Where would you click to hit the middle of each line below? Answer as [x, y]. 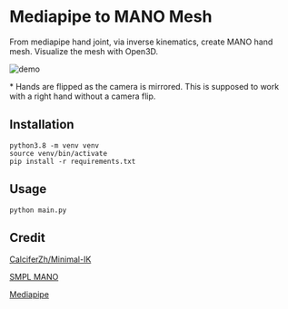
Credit [27, 237]
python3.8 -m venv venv [55, 145]
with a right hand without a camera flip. [83, 96]
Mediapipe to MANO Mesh [111, 17]
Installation [42, 125]
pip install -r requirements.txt [73, 161]
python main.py [38, 210]
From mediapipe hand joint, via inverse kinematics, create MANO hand [141, 42]
